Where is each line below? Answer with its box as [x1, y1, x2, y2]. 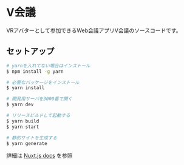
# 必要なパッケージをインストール [6, 79, 80, 86]
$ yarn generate [6, 140, 47, 146]
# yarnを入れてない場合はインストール [6, 62, 90, 69]
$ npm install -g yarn [6, 68, 64, 75]
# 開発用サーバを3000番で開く [6, 96, 73, 102]
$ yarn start [6, 124, 39, 130]
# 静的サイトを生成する [6, 135, 58, 141]
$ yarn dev [6, 101, 34, 108]
